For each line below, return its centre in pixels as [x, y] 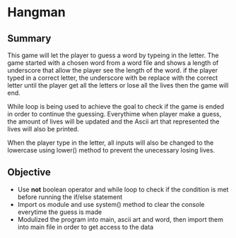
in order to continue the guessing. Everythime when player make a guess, [114, 114]
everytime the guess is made [60, 212]
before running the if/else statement [70, 197]
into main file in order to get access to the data [85, 227]
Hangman [36, 12]
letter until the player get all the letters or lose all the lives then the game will [118, 85]
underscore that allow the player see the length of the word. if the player [113, 70]
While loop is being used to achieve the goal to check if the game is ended [116, 106]
